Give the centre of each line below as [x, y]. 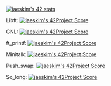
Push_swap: [20, 66]
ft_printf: [16, 43]
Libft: [12, 20]
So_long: [17, 77]
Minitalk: [16, 54]
